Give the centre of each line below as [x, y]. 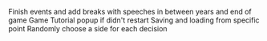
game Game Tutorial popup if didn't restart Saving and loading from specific [134, 20]
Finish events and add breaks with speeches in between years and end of [130, 12]
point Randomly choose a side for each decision [88, 29]
